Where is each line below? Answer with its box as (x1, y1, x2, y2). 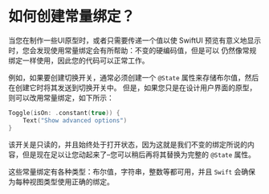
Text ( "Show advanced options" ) (22, 116, 128, 125)
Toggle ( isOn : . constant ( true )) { (8, 109, 120, 117)
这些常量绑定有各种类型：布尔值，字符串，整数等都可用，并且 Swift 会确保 (8, 167, 255, 176)
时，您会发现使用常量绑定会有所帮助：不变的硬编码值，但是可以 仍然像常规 (8, 45, 257, 55)
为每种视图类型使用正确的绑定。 (8, 176, 114, 186)
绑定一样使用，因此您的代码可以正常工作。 (8, 56, 149, 65)
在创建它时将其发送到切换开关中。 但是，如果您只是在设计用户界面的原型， (8, 82, 257, 93)
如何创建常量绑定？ (8, 7, 136, 26)
